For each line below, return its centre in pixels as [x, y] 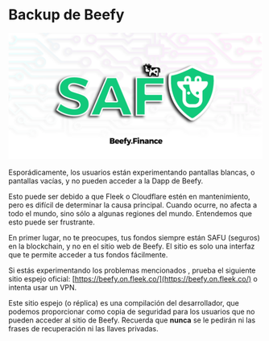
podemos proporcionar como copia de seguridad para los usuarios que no [132, 311]
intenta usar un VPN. [43, 287]
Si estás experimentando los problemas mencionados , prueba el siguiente [132, 270]
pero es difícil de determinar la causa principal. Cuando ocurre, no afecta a [133, 205]
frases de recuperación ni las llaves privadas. [83, 328]
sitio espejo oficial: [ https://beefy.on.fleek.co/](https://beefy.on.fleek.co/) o [133, 278]
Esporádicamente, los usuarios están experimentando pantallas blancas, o [132, 172]
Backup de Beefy [66, 15]
